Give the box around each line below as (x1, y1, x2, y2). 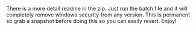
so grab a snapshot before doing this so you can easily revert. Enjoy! (6, 18, 177, 24)
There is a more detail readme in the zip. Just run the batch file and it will (6, 5, 188, 12)
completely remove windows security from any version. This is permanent (6, 11, 191, 18)
